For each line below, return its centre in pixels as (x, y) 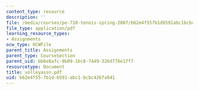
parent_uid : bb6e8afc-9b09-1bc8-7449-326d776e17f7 (70, 61)
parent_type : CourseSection (41, 56)
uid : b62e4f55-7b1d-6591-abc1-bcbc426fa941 (61, 78)
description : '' (26, 17)
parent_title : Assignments (39, 50)
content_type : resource (36, 12)
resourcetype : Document (36, 67)
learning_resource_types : (38, 34)
